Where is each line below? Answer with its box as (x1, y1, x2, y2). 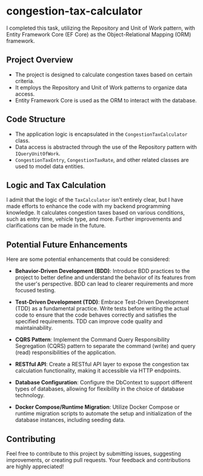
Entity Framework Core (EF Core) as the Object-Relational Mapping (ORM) (6, 30, 191, 38)
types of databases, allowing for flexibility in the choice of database (15, 385, 185, 392)
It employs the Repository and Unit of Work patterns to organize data (15, 84, 187, 91)
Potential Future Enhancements (6, 240, 128, 250)
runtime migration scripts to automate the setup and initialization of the (15, 410, 192, 417)
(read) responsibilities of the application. (15, 349, 116, 356)
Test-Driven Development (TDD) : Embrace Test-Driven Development (15, 298, 189, 306)
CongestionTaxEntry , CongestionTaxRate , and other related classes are (15, 156, 189, 163)
